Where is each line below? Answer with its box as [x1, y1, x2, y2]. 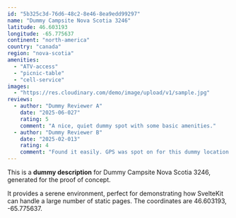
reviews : [7, 96, 33, 103]
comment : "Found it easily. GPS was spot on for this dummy [20, 149, 201, 156]
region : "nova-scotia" [7, 50, 74, 57]
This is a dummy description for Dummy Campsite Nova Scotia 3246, [7, 168, 211, 176]
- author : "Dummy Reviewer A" [13, 103, 102, 110]
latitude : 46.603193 [7, 23, 69, 30]
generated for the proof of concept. [7, 176, 111, 184]
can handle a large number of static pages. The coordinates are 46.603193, [7, 197, 228, 205]
